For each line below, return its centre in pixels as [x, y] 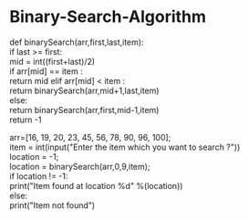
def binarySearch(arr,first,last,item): [77, 42]
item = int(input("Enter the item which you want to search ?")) [125, 147]
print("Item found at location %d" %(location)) [96, 185]
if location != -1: [39, 176]
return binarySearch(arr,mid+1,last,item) [84, 90]
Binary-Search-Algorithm [108, 17]
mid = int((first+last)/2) [52, 61]
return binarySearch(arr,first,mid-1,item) [84, 110]
